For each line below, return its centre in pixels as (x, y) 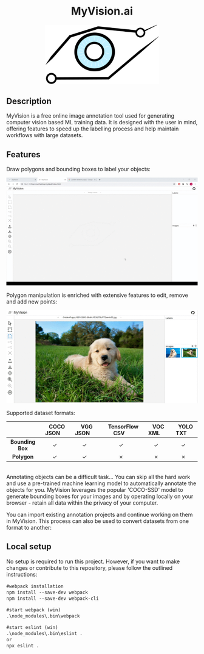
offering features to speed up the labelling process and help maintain (93, 129)
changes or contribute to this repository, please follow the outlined (90, 567)
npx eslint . (23, 645)
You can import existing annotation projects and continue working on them (100, 514)
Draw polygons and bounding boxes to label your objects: (78, 169)
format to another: (29, 527)
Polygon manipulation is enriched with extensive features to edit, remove (97, 295)
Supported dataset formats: (41, 413)
